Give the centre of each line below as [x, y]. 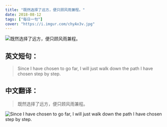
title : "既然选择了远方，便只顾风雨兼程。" [45, 10]
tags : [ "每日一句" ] [24, 19]
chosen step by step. [39, 74]
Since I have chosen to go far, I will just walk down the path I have [85, 69]
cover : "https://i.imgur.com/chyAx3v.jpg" [50, 24]
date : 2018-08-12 [23, 15]
